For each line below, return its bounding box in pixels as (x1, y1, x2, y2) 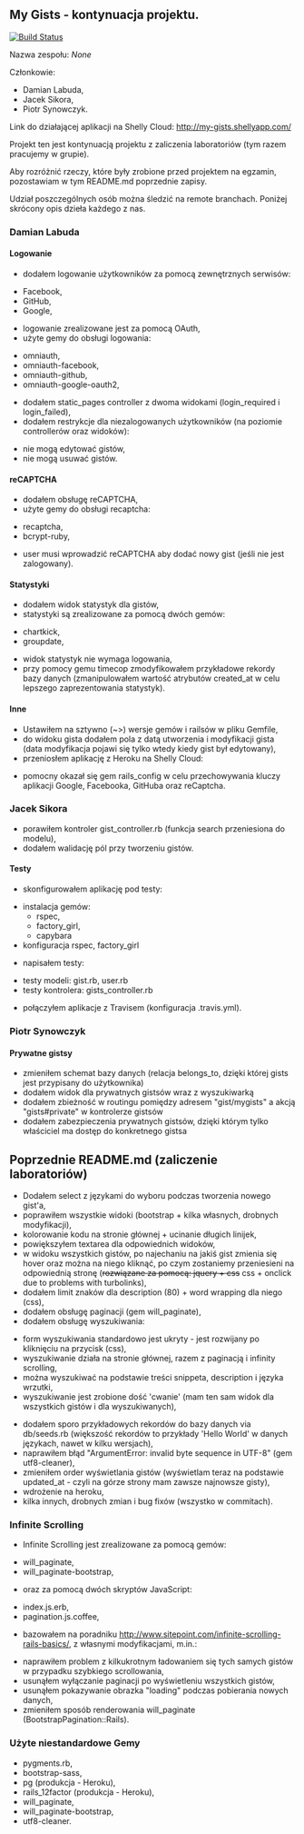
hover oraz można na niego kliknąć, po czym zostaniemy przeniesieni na (22, 1258, 295, 1269)
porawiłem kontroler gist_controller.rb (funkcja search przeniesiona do (22, 822, 286, 834)
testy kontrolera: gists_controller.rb (22, 985, 153, 996)
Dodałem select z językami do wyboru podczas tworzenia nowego (22, 1190, 271, 1201)
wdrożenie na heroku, (22, 1486, 104, 1497)
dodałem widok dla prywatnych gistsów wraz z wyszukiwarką (22, 1087, 254, 1098)
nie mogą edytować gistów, (22, 443, 125, 454)
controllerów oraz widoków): (22, 425, 130, 436)
